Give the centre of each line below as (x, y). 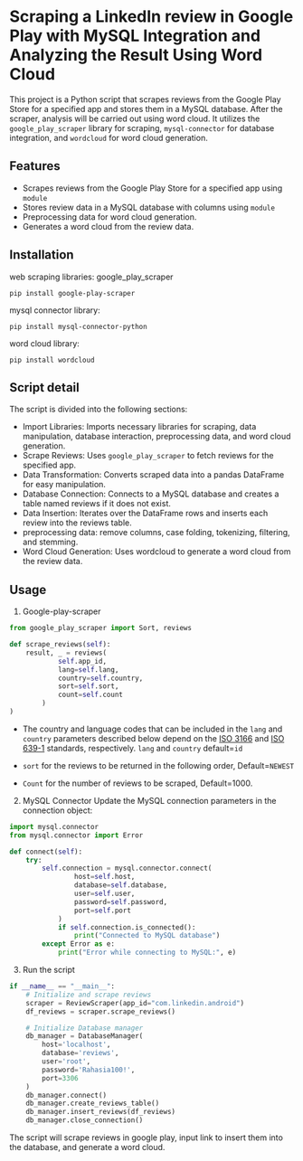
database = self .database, (121, 885)
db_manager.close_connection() (85, 1120)
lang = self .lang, (88, 670)
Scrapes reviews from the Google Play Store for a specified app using (152, 188)
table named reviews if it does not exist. (97, 504)
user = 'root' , (66, 1062)
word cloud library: (44, 343)
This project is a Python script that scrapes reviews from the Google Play (146, 99)
